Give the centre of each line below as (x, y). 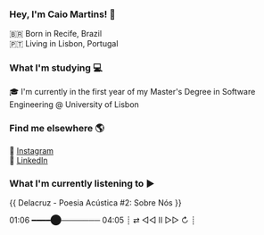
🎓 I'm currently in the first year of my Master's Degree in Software (132, 91)
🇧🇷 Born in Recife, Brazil (56, 34)
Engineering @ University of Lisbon (74, 104)
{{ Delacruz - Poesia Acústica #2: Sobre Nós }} (95, 203)
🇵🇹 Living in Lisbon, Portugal (64, 44)
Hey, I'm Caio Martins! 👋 (62, 14)
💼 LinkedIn (29, 160)
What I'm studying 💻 (56, 68)
